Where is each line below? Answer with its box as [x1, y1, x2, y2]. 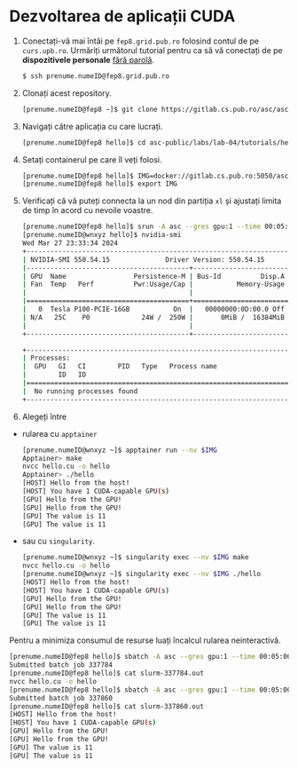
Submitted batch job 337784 [9, 661, 114, 669]
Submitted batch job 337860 [9, 693, 114, 702]
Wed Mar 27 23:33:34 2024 [21, 239, 118, 248]
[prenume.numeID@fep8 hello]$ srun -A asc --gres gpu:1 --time [21, 222, 262, 232]
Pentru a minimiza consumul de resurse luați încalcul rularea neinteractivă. [9, 635, 281, 645]
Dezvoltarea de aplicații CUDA [9, 6, 236, 27]
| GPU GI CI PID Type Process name [21, 362, 217, 371]
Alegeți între [21, 411, 67, 422]
